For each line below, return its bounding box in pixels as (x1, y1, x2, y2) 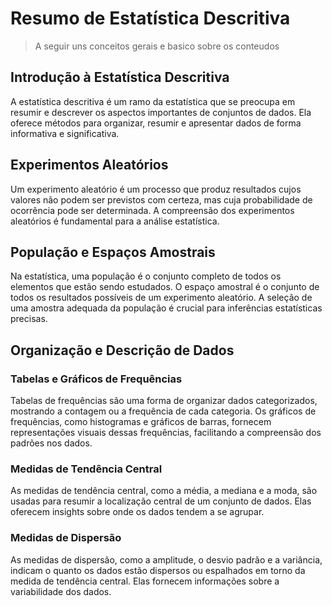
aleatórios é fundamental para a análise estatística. (10, 215, 220, 227)
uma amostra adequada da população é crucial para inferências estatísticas (10, 302, 323, 314)
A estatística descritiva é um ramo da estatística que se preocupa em (10, 95, 296, 107)
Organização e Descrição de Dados (10, 342, 235, 359)
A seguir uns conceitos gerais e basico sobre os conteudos (34, 40, 280, 52)
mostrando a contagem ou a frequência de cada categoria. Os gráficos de (10, 405, 317, 417)
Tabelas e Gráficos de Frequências (10, 372, 183, 386)
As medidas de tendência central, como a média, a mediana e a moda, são (10, 485, 318, 497)
